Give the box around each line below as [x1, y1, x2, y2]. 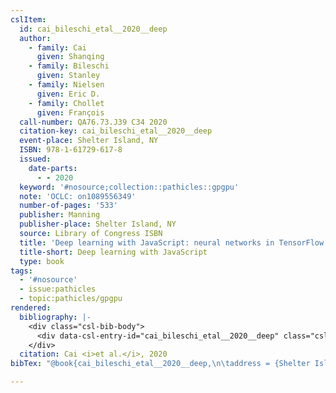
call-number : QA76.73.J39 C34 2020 [19, 117, 168, 127]
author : [19, 33, 52, 43]
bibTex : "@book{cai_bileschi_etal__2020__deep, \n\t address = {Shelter [10, 359, 311, 369]
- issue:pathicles [19, 284, 97, 295]
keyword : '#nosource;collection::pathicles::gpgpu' [19, 182, 240, 192]
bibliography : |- [19, 312, 92, 322]
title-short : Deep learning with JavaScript [19, 247, 208, 257]
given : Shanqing [36, 52, 105, 62]
